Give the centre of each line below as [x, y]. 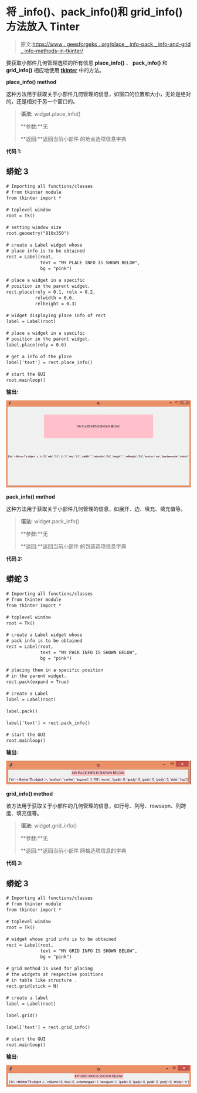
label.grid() [22, 1016]
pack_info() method [30, 496]
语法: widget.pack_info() [50, 521]
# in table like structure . [42, 981]
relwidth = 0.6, [55, 298]
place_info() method [31, 82]
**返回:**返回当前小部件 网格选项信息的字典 [73, 851]
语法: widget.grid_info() [49, 826]
